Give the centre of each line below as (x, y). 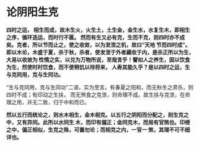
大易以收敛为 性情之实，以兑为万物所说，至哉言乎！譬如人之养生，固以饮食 (98, 60)
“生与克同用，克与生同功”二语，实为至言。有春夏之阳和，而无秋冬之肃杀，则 (100, 87)
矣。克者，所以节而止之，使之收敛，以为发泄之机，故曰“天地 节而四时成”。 (98, 45)
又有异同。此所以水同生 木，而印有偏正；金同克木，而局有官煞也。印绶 (103, 122)
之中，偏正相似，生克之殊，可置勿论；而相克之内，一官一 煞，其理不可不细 (98, 129)
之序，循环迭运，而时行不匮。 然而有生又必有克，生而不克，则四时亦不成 (96, 37)
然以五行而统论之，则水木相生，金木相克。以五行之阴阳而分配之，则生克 (95, 114)
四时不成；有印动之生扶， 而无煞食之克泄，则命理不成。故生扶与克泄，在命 (98, 94)
